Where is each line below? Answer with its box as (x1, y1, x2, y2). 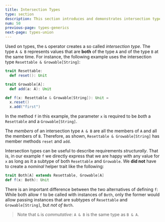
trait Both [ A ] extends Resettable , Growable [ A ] (5, 173, 105, 178)
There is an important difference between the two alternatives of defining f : (5, 186, 158, 192)
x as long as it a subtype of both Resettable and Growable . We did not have (5, 158, 157, 164)
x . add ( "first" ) (9, 104, 41, 109)
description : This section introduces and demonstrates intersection (5, 16, 151, 21)
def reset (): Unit (9, 73, 48, 78)
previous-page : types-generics (5, 25, 69, 30)
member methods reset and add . (5, 138, 71, 145)
